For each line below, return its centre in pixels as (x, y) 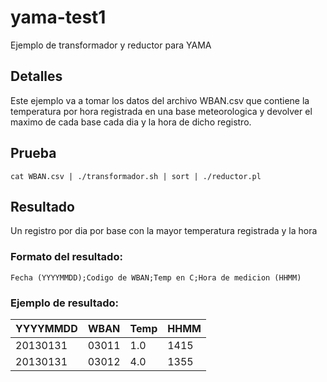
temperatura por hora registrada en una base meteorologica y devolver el (161, 111)
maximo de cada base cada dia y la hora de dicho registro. (131, 122)
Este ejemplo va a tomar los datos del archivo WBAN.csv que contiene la (160, 100)
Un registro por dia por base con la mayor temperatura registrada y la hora (164, 231)
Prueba (33, 153)
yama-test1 (58, 17)
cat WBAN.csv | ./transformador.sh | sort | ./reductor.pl (136, 176)
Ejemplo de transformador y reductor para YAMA (111, 45)
